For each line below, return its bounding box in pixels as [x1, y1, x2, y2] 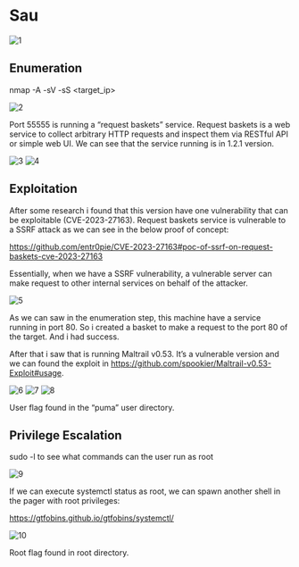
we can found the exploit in [9, 358, 110, 369]
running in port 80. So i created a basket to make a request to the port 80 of [9, 321, 288, 332]
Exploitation [9, 181, 78, 196]
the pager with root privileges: [9, 496, 120, 506]
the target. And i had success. [9, 331, 120, 342]
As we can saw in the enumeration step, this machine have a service [9, 312, 262, 322]
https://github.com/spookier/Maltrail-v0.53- [111, 358, 272, 369]
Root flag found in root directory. [9, 547, 129, 558]
